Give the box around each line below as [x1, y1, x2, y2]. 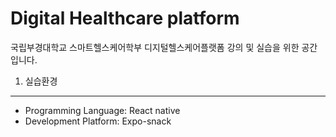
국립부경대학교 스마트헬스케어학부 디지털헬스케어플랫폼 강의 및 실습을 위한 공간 [10, 41, 318, 53]
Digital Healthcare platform [10, 7, 240, 30]
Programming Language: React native [24, 104, 181, 116]
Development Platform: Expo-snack [24, 115, 172, 127]
